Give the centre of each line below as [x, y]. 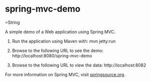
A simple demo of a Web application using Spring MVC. [60, 32]
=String [13, 22]
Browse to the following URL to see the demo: [58, 50]
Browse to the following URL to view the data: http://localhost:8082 [79, 65]
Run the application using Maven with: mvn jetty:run [64, 41]
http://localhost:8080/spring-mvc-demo [52, 56]
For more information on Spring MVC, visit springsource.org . [65, 74]
